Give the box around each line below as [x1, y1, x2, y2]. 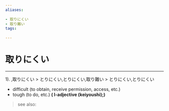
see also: [17, 101, 37, 107]
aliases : [5, 7, 24, 13]
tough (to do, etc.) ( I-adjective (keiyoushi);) [12, 91, 106, 97]
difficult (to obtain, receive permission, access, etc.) [12, 86, 121, 92]
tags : [5, 26, 17, 31]
